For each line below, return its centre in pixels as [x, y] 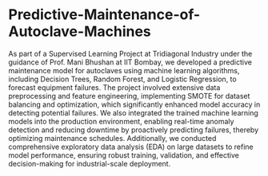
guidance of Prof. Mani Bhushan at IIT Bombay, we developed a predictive [130, 62]
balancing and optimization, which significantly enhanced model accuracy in [134, 104]
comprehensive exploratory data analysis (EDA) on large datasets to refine [131, 147]
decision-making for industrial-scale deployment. [90, 163]
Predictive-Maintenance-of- [104, 15]
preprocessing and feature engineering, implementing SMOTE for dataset [129, 96]
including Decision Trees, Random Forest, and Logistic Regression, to [123, 79]
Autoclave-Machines [80, 31]
